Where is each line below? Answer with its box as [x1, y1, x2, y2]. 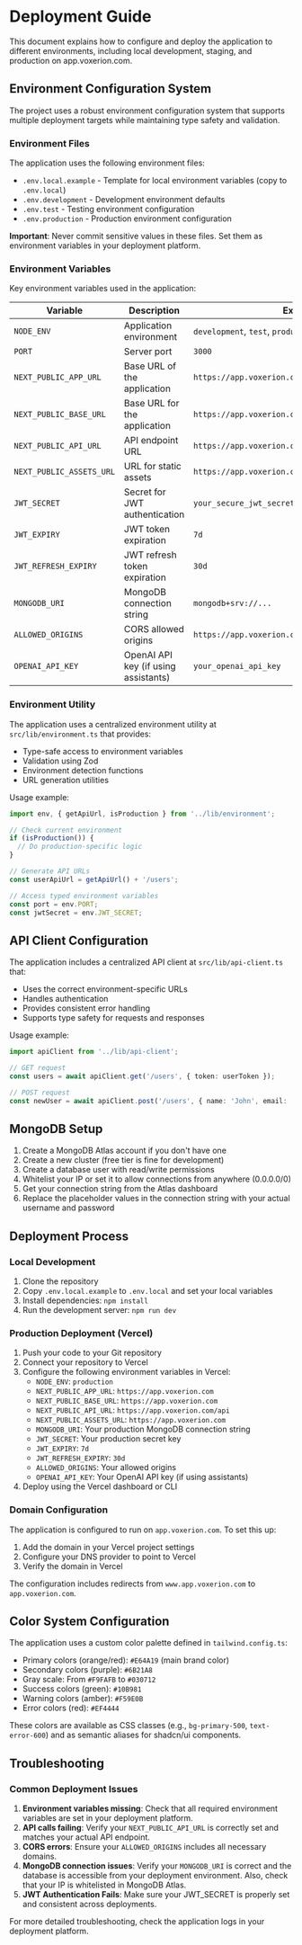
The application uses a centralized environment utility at [9, 718, 218, 729]
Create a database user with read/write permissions [22, 1164, 215, 1175]
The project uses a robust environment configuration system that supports [9, 105, 286, 116]
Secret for [124, 486, 166, 498]
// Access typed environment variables [9, 891, 159, 900]
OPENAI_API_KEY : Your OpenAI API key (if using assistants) [35, 1472, 249, 1483]
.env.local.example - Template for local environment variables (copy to [22, 175, 288, 186]
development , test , [192, 326, 271, 338]
